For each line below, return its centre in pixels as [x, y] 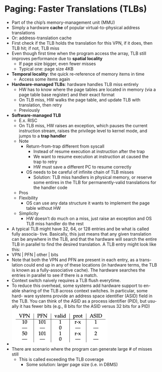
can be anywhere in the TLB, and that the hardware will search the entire [84, 239]
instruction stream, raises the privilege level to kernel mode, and [83, 131]
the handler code [50, 187]
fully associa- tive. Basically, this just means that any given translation [81, 234]
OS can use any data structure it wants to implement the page [88, 203]
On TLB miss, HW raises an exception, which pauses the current [83, 125]
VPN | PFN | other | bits [35, 254]
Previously [29, 110]
